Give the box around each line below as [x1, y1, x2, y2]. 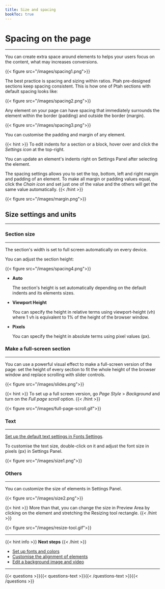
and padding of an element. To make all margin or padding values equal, [5, 176, 151, 182]
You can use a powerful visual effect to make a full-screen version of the [5, 361, 152, 367]
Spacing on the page [5, 33, 91, 44]
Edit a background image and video [12, 559, 84, 565]
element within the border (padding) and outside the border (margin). [5, 113, 145, 118]
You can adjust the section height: [5, 256, 74, 262]
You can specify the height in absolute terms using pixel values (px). [12, 333, 151, 339]
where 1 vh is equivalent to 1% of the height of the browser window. [12, 314, 149, 320]
